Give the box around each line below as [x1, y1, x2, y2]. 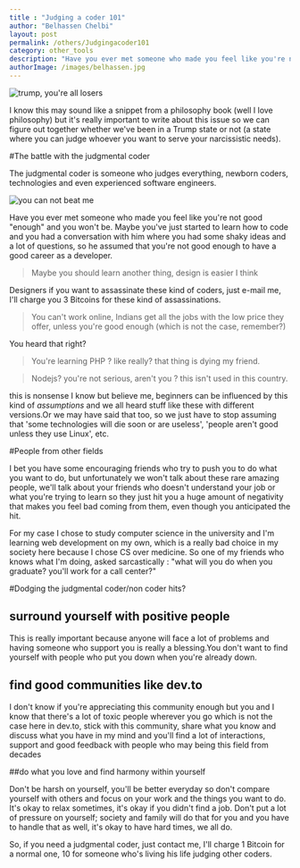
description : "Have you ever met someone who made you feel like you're [9, 55, 286, 63]
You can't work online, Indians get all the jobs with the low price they [30, 311, 284, 322]
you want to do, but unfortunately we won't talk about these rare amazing [9, 472, 279, 483]
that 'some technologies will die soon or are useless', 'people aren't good [9, 418, 279, 429]
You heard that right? [9, 338, 87, 349]
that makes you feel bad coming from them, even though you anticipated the [9, 501, 291, 511]
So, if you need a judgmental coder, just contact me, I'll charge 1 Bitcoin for [9, 839, 286, 849]
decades [9, 748, 42, 760]
